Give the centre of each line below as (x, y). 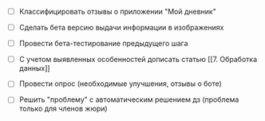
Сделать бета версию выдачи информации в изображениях (121, 28)
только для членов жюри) (63, 109)
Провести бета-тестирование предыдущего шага (103, 44)
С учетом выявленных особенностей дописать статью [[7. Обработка (138, 60)
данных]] (34, 68)
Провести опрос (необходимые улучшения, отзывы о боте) (121, 84)
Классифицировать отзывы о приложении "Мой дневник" (117, 12)
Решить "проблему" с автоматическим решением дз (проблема (129, 100)
